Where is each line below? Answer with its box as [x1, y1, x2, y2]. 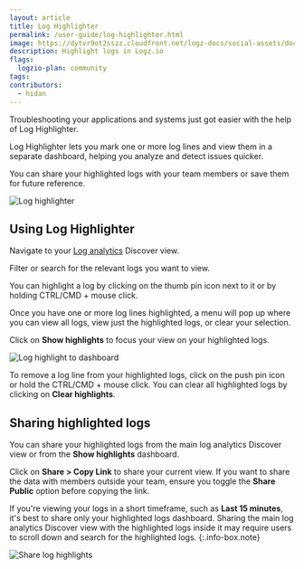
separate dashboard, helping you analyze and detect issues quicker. [9, 150, 264, 161]
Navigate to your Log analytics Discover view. [9, 245, 179, 256]
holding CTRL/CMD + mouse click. [9, 290, 138, 301]
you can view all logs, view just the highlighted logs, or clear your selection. [9, 318, 291, 328]
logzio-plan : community [17, 64, 107, 73]
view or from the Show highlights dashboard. [9, 449, 180, 460]
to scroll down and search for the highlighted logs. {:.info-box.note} [9, 532, 261, 543]
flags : [9, 55, 34, 64]
